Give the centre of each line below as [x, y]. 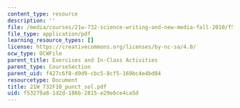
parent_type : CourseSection [49, 67]
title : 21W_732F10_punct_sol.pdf [57, 87]
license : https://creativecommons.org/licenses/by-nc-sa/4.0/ [102, 47]
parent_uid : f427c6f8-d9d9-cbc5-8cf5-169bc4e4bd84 [84, 73]
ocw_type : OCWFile [35, 54]
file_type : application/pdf [49, 34]
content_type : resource [43, 14]
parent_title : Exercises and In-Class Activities [83, 60]
